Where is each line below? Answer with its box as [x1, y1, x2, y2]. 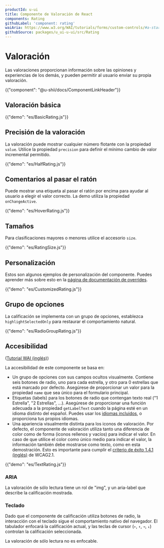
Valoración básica [5, 101, 61, 109]
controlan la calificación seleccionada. [5, 528, 82, 535]
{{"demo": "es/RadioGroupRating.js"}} [5, 328, 82, 334]
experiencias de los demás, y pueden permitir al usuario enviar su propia [5, 72, 151, 78]
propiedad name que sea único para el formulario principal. [12, 389, 129, 396]
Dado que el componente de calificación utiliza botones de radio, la [5, 513, 141, 519]
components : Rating [5, 16, 45, 21]
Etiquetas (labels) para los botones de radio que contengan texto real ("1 [12, 395, 158, 400]
